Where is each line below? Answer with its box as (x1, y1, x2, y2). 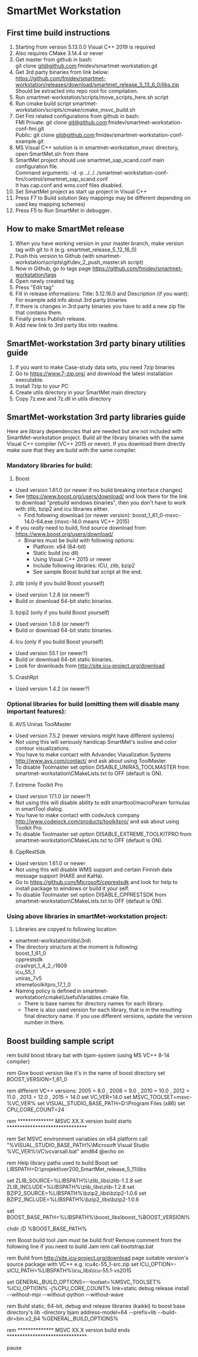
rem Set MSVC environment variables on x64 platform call (6, 1135, 148, 1143)
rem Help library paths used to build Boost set (6, 1159, 118, 1166)
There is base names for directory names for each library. (24, 1000, 164, 1007)
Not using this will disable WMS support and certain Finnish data (15, 866, 173, 873)
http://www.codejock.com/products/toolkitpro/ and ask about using (15, 818, 179, 825)
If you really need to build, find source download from (15, 524, 146, 531)
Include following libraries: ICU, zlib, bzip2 (32, 562, 135, 569)
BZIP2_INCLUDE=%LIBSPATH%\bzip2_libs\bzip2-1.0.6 (6, 1196, 139, 1203)
